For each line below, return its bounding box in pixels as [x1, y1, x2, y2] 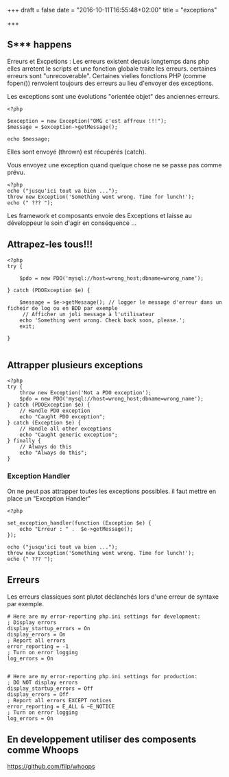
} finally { [7, 438, 41, 444]
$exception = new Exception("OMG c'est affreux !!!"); [7, 117, 167, 124]
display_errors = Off [7, 691, 69, 698]
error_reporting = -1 [7, 643, 69, 650]
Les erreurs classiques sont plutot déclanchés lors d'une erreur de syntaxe [7, 593, 219, 601]
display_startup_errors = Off [7, 685, 94, 692]
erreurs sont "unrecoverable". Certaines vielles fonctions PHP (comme [7, 71, 206, 80]
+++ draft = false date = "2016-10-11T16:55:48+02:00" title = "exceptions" [7, 6, 217, 14]
